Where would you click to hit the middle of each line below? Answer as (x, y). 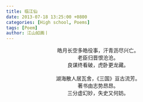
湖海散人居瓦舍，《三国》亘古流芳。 (98, 79)
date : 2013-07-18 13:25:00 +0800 (47, 17)
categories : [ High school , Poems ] (48, 22)
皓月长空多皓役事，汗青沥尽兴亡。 (98, 51)
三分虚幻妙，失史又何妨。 (98, 93)
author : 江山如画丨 (27, 33)
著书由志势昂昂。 (98, 86)
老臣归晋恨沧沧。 (98, 58)
